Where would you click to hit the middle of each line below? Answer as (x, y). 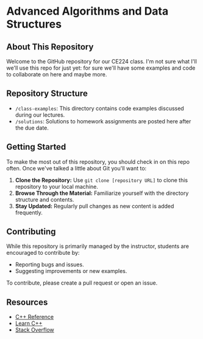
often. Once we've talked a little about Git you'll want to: (77, 168)
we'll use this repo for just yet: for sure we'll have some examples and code (101, 68)
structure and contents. (45, 199)
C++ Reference (34, 317)
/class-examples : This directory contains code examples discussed (99, 108)
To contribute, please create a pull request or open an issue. (82, 283)
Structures (34, 24)
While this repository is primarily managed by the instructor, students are (98, 246)
